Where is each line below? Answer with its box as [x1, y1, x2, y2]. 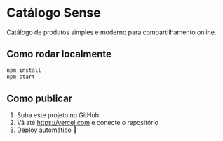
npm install [6, 66, 41, 74]
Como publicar [6, 92, 73, 104]
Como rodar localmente [6, 48, 112, 60]
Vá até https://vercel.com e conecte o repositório [16, 119, 159, 127]
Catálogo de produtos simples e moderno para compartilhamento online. [6, 28, 217, 36]
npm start [6, 73, 36, 80]
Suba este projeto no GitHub [16, 111, 100, 119]
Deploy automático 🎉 [16, 126, 78, 134]
